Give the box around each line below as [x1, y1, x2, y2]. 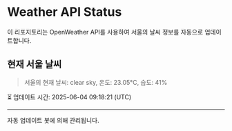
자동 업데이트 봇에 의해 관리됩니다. [7, 116, 99, 124]
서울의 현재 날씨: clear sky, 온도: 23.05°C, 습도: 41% [23, 78, 168, 86]
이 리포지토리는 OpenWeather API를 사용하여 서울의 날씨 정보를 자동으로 [7, 28, 204, 36]
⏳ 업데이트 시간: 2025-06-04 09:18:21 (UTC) [7, 92, 132, 101]
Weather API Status [7, 4, 122, 20]
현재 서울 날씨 [7, 59, 62, 70]
